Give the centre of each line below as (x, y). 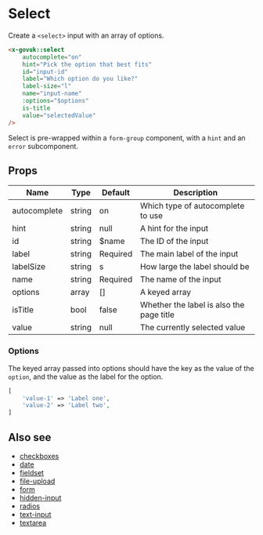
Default (116, 193)
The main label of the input (189, 254)
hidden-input (40, 497)
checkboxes (39, 456)
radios (30, 506)
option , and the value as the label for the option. (86, 377)
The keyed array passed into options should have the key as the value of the (131, 368)
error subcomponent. (43, 146)
